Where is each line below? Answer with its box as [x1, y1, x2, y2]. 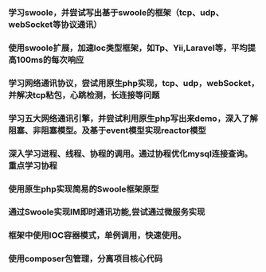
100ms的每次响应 [16, 54, 84, 65]
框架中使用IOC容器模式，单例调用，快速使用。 [8, 230, 186, 241]
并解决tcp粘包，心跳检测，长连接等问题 [8, 89, 160, 100]
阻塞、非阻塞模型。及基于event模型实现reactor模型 [8, 125, 207, 136]
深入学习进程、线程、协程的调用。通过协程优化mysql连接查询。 [8, 148, 253, 159]
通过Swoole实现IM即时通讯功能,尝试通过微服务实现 [8, 207, 205, 218]
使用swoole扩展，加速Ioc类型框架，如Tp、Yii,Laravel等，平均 [8, 42, 248, 53]
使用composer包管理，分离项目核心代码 [8, 253, 163, 264]
